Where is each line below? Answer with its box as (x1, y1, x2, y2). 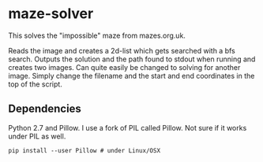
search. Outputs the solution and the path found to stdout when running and (8, 54, 256, 64)
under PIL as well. (8, 131, 66, 141)
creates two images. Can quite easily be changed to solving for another (8, 62, 241, 72)
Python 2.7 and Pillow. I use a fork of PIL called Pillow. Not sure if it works (8, 123, 247, 132)
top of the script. (8, 79, 63, 89)
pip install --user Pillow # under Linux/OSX (8, 146, 160, 154)
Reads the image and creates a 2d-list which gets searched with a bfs (8, 46, 235, 55)
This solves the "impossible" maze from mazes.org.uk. (8, 31, 186, 40)
